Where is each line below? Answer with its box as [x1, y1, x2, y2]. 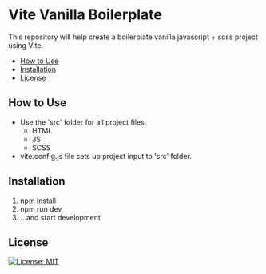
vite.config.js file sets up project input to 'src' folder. [19, 151, 192, 161]
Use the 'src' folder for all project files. [19, 117, 147, 127]
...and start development [19, 212, 101, 222]
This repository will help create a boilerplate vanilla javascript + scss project [8, 32, 258, 42]
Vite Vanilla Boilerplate [8, 6, 162, 24]
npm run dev [19, 204, 62, 213]
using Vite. [8, 40, 44, 50]
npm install [19, 196, 57, 205]
